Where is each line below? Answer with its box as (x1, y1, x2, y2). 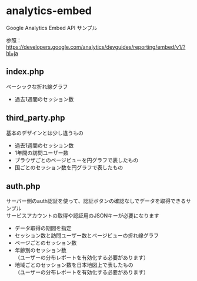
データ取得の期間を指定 (14, 225, 72, 232)
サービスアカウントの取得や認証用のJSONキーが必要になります (6, 212, 160, 219)
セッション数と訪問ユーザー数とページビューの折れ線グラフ (14, 232, 159, 239)
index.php (6, 66, 44, 77)
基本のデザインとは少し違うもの (6, 129, 84, 136)
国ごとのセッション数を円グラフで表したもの (14, 163, 123, 171)
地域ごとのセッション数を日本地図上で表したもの (14, 262, 133, 269)
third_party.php (6, 113, 66, 123)
